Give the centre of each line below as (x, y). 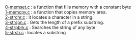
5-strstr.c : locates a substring (36, 33)
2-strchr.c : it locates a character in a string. (50, 17)
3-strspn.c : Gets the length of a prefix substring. (55, 22)
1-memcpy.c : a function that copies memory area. (56, 12)
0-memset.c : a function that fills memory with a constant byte (68, 7)
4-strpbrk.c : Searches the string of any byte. (51, 27)
